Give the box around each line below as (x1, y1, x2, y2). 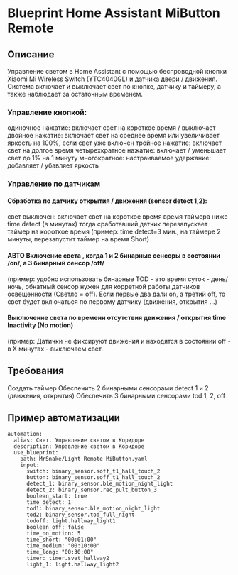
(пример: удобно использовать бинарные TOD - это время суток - (7, 275, 210, 283)
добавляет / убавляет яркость (7, 161, 99, 170)
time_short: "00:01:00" (26, 536, 97, 544)
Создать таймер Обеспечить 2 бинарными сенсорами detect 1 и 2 (7, 383, 209, 392)
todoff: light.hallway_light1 (26, 517, 116, 525)
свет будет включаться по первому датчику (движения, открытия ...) (7, 297, 218, 306)
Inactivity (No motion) (7, 321, 74, 329)
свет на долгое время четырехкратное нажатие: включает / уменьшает (7, 146, 226, 155)
